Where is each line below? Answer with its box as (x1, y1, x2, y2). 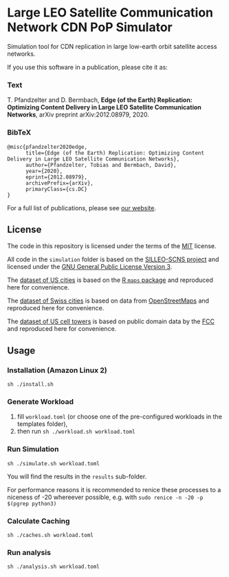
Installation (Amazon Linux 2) (7, 365, 108, 375)
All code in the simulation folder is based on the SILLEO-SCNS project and (7, 255, 219, 263)
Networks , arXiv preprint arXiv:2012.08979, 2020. (7, 110, 150, 119)
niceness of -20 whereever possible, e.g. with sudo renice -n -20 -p (7, 493, 204, 501)
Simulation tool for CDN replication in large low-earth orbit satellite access (7, 42, 217, 50)
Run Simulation (7, 445, 59, 454)
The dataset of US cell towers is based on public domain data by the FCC (7, 317, 215, 325)
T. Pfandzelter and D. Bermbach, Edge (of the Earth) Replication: (7, 96, 193, 104)
